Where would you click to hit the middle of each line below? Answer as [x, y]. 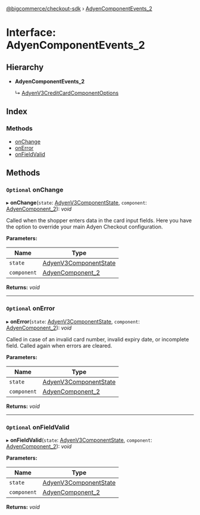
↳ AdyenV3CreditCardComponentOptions [67, 93]
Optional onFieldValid [38, 427]
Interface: [31, 33]
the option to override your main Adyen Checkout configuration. [85, 227]
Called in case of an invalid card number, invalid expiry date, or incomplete [98, 339]
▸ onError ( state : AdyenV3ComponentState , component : [73, 321]
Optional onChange [35, 190]
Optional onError [31, 309]
